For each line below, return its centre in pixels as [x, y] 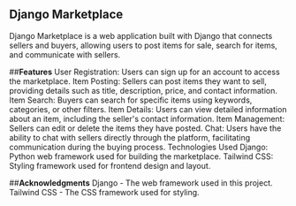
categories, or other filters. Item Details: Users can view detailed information [148, 109]
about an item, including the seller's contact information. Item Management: [147, 118]
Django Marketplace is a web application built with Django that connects [141, 35]
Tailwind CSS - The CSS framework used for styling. [105, 192]
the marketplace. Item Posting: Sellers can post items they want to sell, [138, 81]
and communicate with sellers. [65, 54]
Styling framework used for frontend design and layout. [110, 165]
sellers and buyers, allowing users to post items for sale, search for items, [144, 45]
